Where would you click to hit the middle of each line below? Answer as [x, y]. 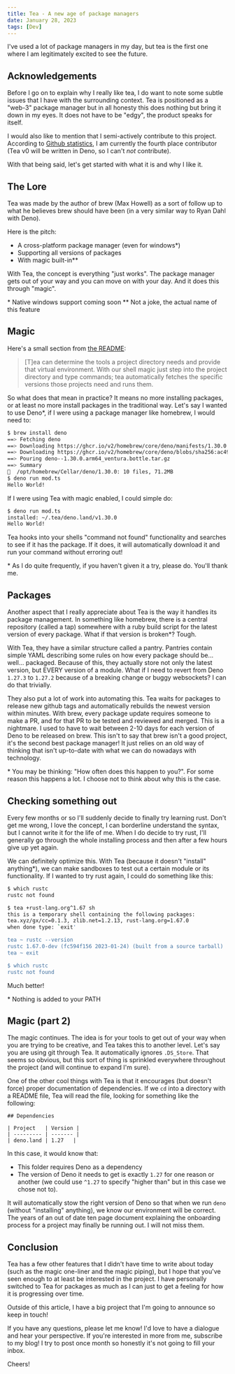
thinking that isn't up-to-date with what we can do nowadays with [102, 751]
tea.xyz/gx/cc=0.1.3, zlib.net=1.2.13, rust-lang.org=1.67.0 [98, 921]
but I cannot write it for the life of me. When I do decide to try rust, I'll [107, 832]
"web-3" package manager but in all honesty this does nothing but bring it [114, 108]
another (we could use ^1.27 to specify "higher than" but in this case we [121, 1182]
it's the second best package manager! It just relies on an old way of [106, 743]
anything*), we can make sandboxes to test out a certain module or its [108, 868]
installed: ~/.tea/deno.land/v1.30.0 [62, 517]
